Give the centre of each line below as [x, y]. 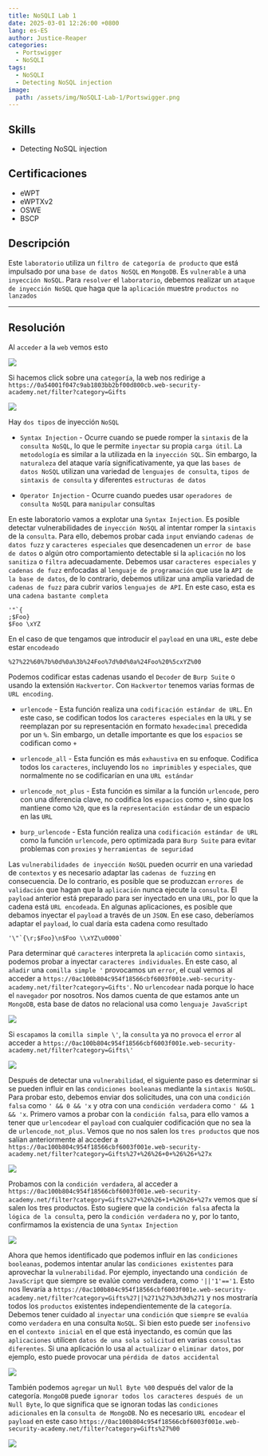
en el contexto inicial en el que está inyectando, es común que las [120, 1331]
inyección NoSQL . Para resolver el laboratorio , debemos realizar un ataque [132, 279]
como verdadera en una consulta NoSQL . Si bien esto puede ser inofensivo [130, 1323]
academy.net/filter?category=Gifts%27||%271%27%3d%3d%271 [106, 1298]
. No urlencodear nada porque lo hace [192, 987]
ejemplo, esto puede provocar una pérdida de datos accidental [114, 1356]
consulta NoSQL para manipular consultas [87, 503]
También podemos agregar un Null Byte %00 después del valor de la [121, 1387]
